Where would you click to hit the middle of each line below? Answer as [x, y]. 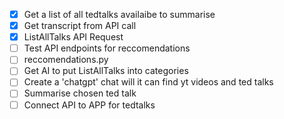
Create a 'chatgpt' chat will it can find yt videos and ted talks [148, 82]
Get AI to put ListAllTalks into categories [106, 71]
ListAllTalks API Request [73, 37]
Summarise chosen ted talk [80, 93]
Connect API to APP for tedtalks [89, 105]
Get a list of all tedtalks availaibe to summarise [119, 14]
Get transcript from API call [80, 26]
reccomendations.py [66, 60]
